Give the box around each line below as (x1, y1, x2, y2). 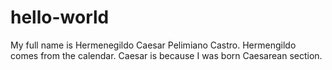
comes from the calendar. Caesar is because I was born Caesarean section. (10, 49, 323, 61)
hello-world (10, 6, 110, 29)
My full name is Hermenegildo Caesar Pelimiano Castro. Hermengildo (10, 39, 297, 51)
